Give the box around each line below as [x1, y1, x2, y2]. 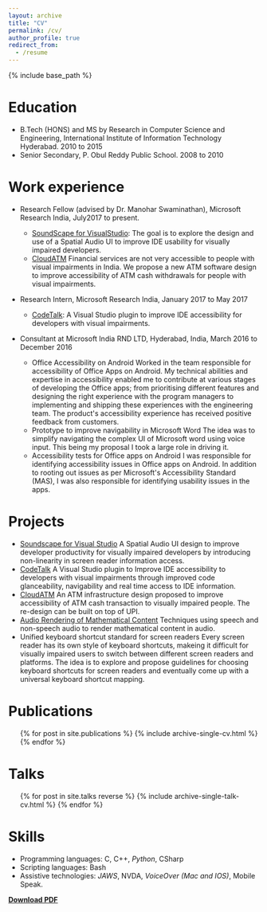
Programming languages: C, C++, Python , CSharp [19, 854, 184, 863]
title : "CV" [8, 19, 48, 27]
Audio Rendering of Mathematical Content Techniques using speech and [19, 615, 259, 624]
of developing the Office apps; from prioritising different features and [31, 383, 259, 393]
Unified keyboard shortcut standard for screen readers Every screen [19, 632, 245, 641]
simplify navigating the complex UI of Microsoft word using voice [31, 433, 245, 443]
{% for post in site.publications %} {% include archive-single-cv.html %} [19, 728, 258, 738]
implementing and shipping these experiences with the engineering [31, 400, 253, 409]
